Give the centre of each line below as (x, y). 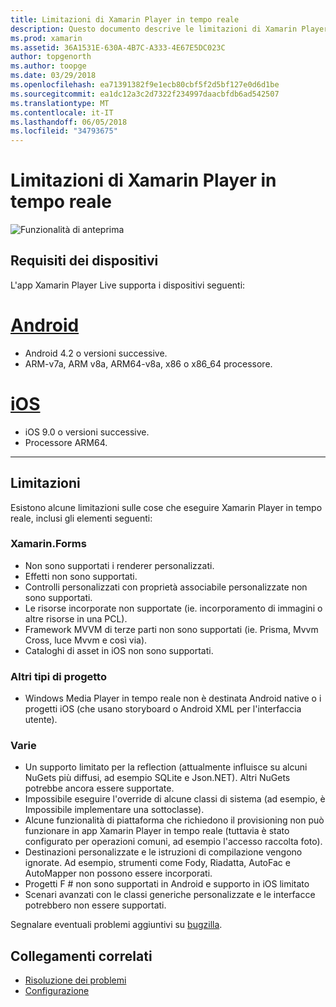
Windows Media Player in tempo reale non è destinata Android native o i (173, 698)
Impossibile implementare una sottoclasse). (114, 810)
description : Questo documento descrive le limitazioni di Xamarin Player (169, 29)
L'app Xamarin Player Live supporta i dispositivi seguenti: (128, 285)
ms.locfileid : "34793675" (64, 131)
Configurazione (57, 991)
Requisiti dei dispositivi (84, 261)
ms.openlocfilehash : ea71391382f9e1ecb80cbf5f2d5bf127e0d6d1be (145, 85)
